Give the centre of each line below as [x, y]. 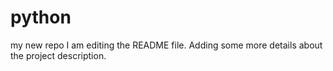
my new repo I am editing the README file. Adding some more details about [166, 45]
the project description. [58, 55]
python [41, 17]
